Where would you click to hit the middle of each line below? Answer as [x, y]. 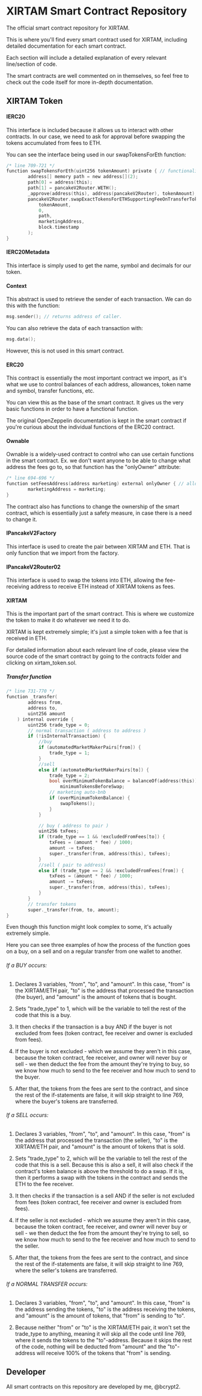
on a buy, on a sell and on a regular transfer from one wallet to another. [94, 951]
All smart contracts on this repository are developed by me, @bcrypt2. [93, 1386]
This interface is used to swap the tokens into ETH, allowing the [85, 580]
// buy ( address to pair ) [74, 826]
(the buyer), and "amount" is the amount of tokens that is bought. [96, 996]
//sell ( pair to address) [72, 865]
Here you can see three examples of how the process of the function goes [98, 945]
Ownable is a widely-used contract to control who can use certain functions [100, 454]
